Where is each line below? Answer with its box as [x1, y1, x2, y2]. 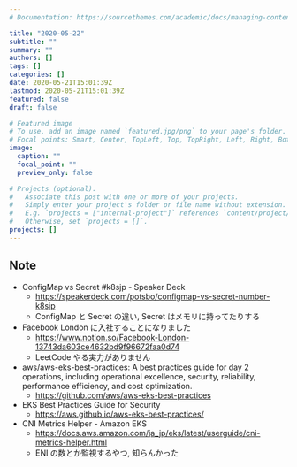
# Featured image [9, 119, 73, 128]
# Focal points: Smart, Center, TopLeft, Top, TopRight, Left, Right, [9, 135, 275, 144]
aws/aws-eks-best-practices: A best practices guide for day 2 [21, 362, 249, 372]
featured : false [9, 95, 69, 103]
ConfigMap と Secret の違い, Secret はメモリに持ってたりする [34, 310, 261, 321]
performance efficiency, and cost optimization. [21, 380, 193, 391]
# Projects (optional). [9, 184, 97, 193]
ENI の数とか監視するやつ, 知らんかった [34, 448, 179, 458]
